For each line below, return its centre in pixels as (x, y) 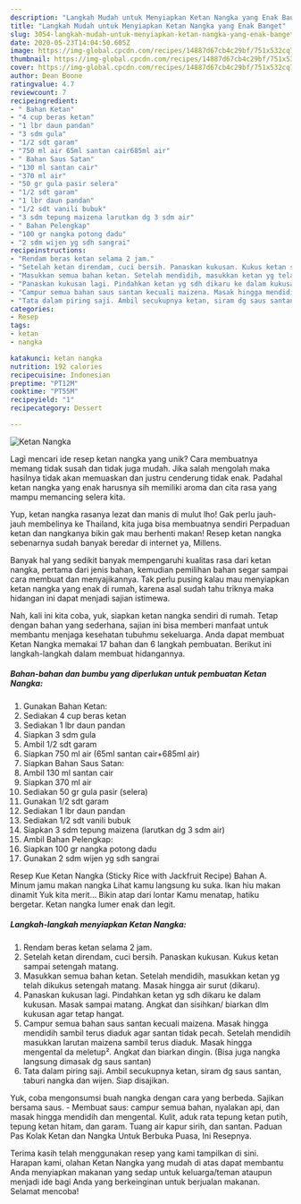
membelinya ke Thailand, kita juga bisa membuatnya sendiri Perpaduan (159, 524)
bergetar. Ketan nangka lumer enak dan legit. (93, 904)
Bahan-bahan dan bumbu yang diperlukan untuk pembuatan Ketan (138, 674)
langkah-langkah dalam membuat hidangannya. (98, 653)
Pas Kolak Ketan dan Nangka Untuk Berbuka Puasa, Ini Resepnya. (131, 1136)
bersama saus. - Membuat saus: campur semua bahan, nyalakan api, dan (145, 1107)
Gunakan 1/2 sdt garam (66, 801)
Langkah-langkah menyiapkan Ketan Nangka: (98, 925)
